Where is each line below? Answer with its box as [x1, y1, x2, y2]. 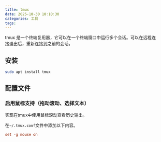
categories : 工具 [5, 16, 39, 21]
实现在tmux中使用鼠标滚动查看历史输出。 [5, 112, 87, 118]
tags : [5, 20, 16, 26]
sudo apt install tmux [5, 70, 51, 74]
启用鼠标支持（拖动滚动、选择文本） [5, 100, 89, 107]
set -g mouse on [5, 132, 38, 137]
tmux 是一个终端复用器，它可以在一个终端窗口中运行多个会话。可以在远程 [5, 35, 152, 40]
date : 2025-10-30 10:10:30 [5, 12, 59, 17]
